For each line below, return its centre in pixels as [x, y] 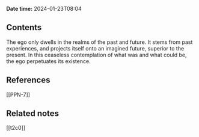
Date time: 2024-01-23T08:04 [44, 9]
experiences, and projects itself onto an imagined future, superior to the [95, 48]
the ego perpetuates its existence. [49, 61]
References [28, 80]
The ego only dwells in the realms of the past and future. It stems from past [99, 42]
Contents [24, 27]
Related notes [32, 114]
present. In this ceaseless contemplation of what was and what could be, [96, 55]
